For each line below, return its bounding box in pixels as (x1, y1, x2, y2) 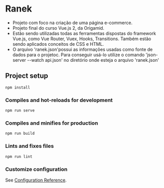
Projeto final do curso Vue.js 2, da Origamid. (12, 25, 105, 31)
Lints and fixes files (5, 143, 54, 150)
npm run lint (5, 154, 33, 159)
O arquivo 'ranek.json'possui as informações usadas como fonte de (12, 46, 153, 52)
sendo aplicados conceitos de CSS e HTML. (12, 41, 104, 47)
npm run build (5, 131, 35, 136)
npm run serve (5, 108, 35, 113)
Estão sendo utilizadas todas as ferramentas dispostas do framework (12, 30, 156, 36)
